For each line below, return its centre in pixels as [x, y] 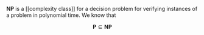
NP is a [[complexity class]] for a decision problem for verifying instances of [102, 9]
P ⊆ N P [102, 27]
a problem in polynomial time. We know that [61, 15]
